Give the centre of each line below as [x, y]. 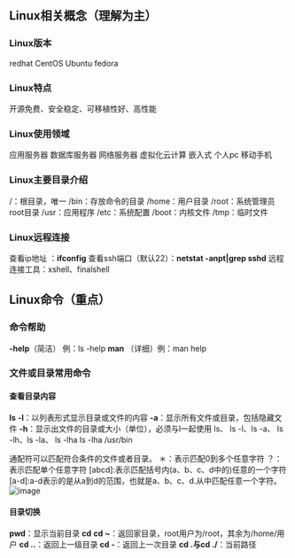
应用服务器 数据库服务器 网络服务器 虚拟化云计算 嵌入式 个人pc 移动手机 [141, 155]
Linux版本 [31, 43]
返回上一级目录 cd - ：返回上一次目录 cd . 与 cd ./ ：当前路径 [150, 544]
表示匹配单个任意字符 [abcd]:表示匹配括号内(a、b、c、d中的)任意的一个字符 [148, 469]
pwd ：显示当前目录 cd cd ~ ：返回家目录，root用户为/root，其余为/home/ [143, 533]
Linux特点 [31, 88]
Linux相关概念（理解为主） [83, 16]
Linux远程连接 [39, 237]
